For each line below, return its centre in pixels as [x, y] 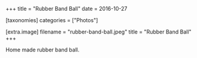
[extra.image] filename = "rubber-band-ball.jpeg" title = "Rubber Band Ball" [99, 32]
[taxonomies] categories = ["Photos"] [52, 20]
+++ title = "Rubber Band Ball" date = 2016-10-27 [66, 9]
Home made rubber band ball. [43, 50]
